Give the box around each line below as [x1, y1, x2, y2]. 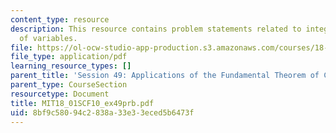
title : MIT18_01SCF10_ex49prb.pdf [10, 98, 155, 108]
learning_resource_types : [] [10, 61, 132, 71]
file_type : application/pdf [10, 52, 128, 62]
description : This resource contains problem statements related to [10, 24, 302, 34]
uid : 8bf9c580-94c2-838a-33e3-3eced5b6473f [10, 107, 195, 118]
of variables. [19, 33, 78, 43]
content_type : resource [10, 14, 110, 25]
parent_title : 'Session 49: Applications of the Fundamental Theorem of [10, 71, 320, 81]
